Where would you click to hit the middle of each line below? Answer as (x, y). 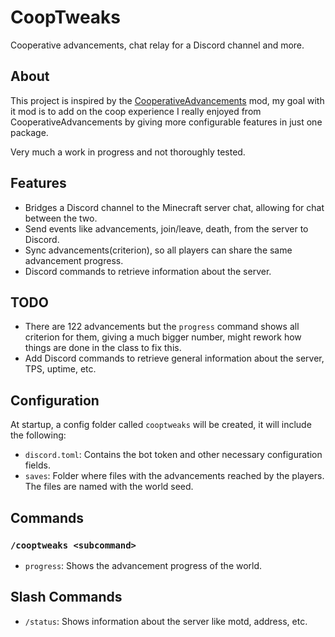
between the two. (61, 218)
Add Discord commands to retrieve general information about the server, (174, 358)
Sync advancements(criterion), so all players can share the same (158, 250)
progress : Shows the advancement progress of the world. (143, 565)
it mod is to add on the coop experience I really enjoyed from (136, 111)
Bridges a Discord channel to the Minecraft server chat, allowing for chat (174, 207)
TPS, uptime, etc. (60, 369)
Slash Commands (66, 597)
